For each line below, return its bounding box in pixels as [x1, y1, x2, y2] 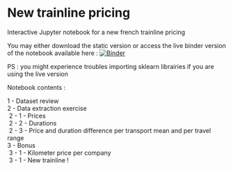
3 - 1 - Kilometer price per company [8, 148, 111, 157]
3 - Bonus [7, 141, 36, 149]
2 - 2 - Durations [8, 118, 57, 127]
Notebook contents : [7, 83, 66, 91]
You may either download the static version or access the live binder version [7, 41, 226, 49]
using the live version [7, 70, 68, 78]
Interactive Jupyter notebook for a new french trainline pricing [7, 28, 186, 36]
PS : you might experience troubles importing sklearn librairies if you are [7, 62, 214, 70]
